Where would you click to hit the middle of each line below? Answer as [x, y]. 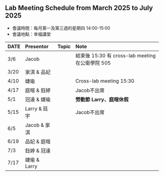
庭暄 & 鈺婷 [38, 90]
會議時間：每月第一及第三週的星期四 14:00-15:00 [61, 28]
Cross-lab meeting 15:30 [105, 81]
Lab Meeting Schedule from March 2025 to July [79, 8]
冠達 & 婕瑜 [38, 99]
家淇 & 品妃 [38, 72]
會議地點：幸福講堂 [31, 34]
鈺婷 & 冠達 [38, 151]
